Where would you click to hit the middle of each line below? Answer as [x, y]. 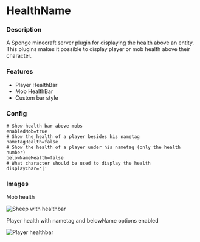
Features [20, 72]
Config [17, 113]
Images [18, 184]
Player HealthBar [36, 85]
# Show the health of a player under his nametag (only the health [94, 147]
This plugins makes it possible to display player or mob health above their [98, 49]
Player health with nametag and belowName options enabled [83, 221]
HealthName [39, 11]
